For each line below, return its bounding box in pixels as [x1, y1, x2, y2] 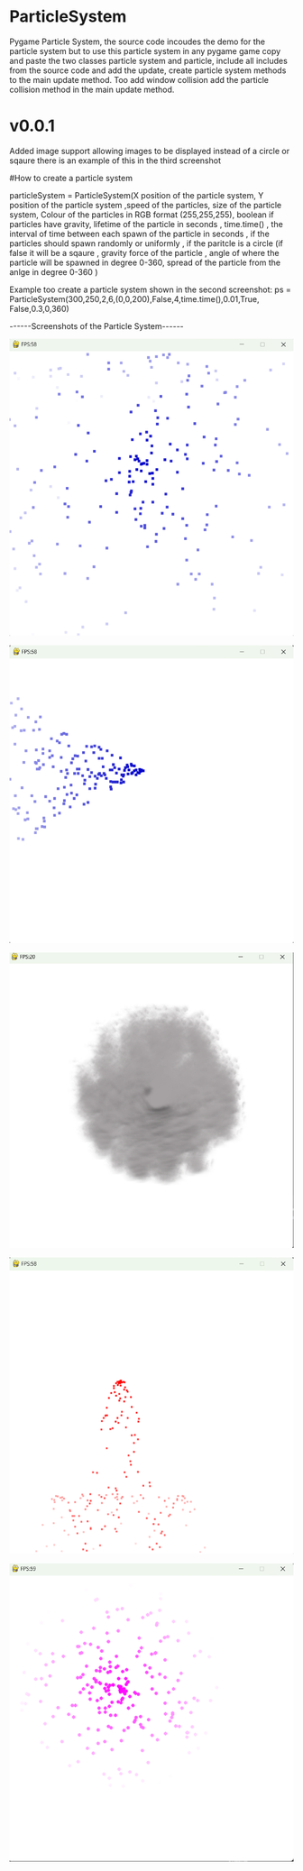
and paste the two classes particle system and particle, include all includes [9, 55, 289, 66]
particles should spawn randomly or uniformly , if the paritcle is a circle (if [9, 237, 284, 249]
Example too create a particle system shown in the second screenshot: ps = [9, 284, 291, 295]
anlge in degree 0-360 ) [9, 266, 98, 277]
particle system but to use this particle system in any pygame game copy [9, 45, 281, 56]
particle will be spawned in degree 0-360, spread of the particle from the [9, 257, 281, 268]
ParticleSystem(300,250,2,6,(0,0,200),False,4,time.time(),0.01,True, [9, 293, 260, 304]
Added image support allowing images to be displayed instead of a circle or [9, 145, 290, 156]
